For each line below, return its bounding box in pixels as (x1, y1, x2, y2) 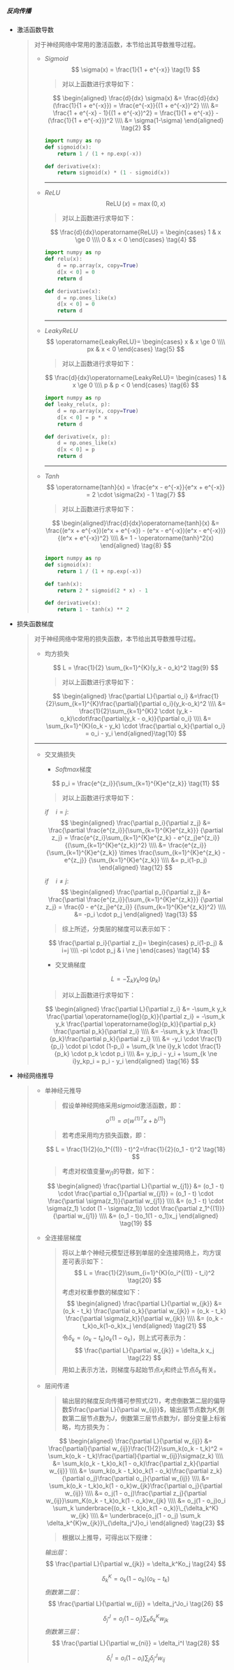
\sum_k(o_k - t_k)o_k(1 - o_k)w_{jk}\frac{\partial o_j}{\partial (49, 1481, 223, 1490)
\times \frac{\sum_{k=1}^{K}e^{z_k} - (119, 848, 226, 857)
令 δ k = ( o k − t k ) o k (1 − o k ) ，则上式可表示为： (61, 1333, 188, 1344)
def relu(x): (44, 256, 83, 263)
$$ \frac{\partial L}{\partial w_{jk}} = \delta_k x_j (75, 1346, 214, 1355)
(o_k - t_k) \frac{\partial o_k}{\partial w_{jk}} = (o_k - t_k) (62, 1307, 226, 1315)
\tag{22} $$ (127, 1354, 161, 1362)
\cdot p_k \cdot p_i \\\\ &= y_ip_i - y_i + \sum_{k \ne (71, 1050, 218, 1058)
